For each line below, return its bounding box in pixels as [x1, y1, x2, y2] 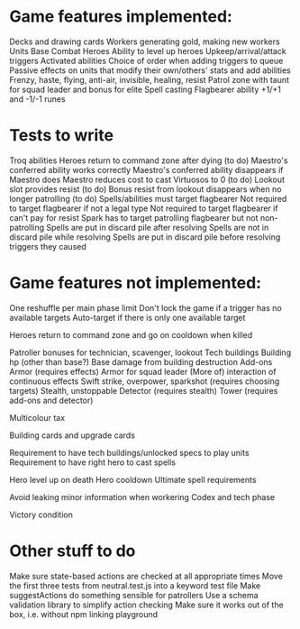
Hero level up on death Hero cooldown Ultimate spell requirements [9, 474, 257, 485]
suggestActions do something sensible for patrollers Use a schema [9, 589, 259, 600]
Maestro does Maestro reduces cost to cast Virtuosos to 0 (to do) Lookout [9, 174, 286, 185]
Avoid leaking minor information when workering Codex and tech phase [9, 491, 276, 502]
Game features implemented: [9, 6, 232, 27]
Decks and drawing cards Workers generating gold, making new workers [9, 36, 281, 47]
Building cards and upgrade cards [9, 430, 135, 441]
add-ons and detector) [9, 395, 94, 406]
